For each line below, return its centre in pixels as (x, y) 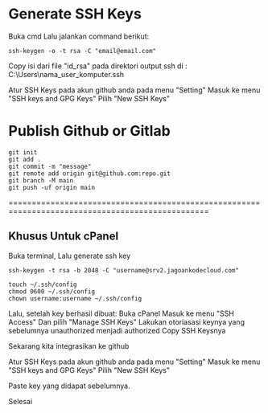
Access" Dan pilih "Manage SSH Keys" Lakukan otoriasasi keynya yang (127, 321)
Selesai (21, 401)
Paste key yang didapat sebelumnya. (69, 386)
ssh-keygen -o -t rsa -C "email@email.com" (82, 51)
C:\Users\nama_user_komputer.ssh (66, 74)
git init (23, 152)
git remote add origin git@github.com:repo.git (90, 174)
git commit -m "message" (50, 166)
